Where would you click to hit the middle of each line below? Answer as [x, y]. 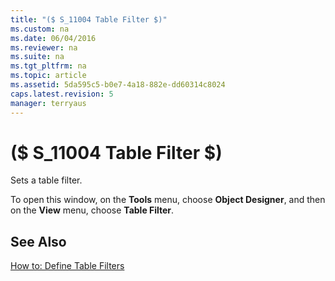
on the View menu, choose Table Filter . [92, 210]
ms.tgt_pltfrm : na [48, 66]
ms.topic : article [48, 76]
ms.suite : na [37, 57]
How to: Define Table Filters [67, 266]
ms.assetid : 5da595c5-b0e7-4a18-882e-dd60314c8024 [118, 85]
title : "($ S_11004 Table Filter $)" [89, 19]
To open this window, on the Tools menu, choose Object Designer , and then [168, 200]
